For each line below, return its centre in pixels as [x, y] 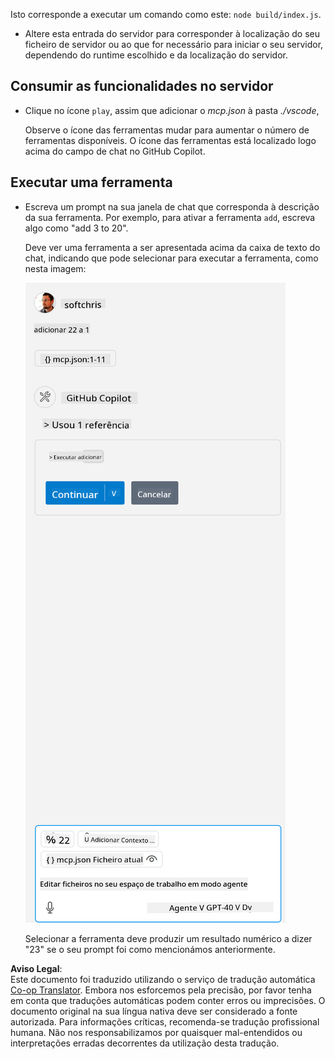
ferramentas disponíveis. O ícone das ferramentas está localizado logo [170, 140]
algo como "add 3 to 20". [76, 228]
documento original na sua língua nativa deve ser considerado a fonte [154, 1011]
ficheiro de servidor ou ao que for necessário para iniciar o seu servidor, [174, 44]
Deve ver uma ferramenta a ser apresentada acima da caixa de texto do [172, 247]
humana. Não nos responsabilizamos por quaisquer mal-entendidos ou [156, 1032]
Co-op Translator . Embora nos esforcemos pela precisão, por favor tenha [161, 990]
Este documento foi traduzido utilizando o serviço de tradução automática [163, 979]
